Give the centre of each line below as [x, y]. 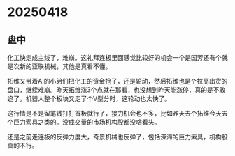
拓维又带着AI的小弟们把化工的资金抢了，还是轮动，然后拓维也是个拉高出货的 [117, 81]
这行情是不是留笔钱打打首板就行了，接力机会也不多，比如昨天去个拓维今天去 [117, 113]
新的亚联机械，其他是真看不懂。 [65, 66]
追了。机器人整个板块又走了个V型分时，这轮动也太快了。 [89, 99]
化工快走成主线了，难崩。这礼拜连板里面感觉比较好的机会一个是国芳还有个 [114, 57]
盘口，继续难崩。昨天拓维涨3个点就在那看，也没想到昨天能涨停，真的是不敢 [116, 90]
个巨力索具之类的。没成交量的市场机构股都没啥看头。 [84, 122]
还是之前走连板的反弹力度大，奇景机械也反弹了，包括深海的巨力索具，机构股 [117, 137]
